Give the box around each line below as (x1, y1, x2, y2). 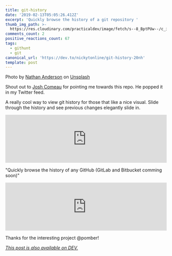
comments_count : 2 (5, 31, 45, 36)
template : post (5, 60, 38, 65)
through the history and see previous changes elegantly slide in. (5, 104, 141, 111)
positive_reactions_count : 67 (5, 36, 70, 41)
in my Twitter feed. (5, 89, 45, 95)
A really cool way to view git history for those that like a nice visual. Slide (5, 99, 159, 105)
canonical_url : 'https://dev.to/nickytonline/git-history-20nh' (5, 55, 145, 60)
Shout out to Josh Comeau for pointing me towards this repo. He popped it (5, 84, 163, 90)
